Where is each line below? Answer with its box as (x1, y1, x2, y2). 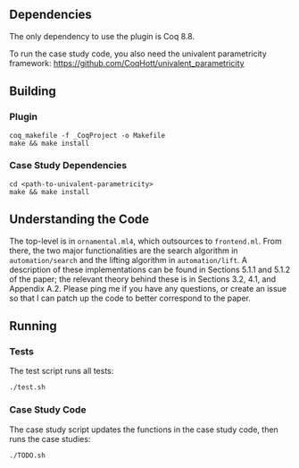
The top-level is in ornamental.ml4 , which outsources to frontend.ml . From (9, 235, 283, 246)
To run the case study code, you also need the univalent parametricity (9, 48, 268, 59)
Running (9, 319, 58, 334)
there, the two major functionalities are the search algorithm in (9, 245, 238, 256)
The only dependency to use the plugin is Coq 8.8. (9, 30, 195, 41)
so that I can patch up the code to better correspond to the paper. (9, 293, 252, 303)
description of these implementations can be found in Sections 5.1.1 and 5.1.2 (9, 264, 291, 275)
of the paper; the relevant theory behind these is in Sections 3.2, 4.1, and (9, 273, 277, 285)
